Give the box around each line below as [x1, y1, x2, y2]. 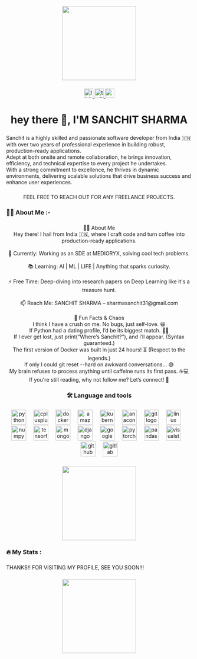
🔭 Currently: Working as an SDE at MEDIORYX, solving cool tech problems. [8, 249, 190, 257]
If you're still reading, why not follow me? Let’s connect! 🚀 [29, 376, 169, 383]
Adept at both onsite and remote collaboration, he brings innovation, [6, 153, 172, 161]
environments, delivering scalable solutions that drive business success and [6, 172, 192, 180]
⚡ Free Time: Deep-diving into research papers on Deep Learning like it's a [8, 278, 190, 285]
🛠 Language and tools [66, 391, 132, 399]
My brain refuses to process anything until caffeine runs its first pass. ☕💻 [9, 367, 189, 375]
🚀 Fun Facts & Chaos [73, 314, 125, 321]
